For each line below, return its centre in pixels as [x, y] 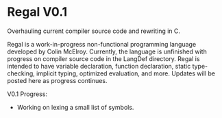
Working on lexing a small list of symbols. [75, 107]
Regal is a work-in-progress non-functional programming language [102, 44]
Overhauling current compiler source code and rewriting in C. [94, 31]
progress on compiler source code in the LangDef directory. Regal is [103, 58]
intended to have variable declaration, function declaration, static [99, 66]
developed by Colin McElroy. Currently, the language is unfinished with [107, 51]
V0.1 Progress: [27, 94]
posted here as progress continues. [57, 80]
